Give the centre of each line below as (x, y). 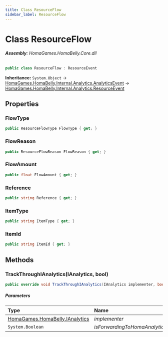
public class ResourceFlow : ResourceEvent (51, 68)
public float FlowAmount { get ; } (41, 175)
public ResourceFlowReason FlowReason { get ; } (56, 152)
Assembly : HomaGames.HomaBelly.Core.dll (51, 53)
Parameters (18, 296)
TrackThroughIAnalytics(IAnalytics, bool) (57, 274)
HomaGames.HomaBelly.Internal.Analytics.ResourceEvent (65, 88)
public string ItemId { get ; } (38, 244)
